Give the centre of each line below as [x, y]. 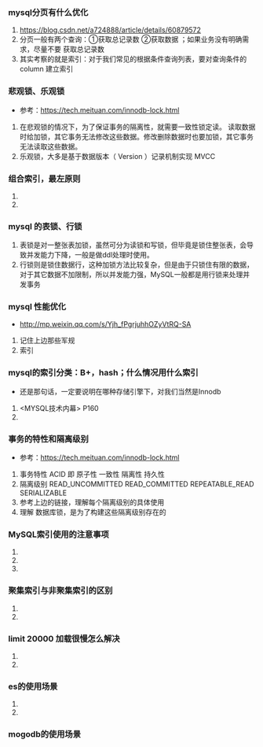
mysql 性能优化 [37, 307]
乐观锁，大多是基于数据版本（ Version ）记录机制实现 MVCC [117, 156]
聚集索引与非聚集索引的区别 [60, 590]
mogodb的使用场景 [44, 734]
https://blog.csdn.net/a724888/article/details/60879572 [110, 30]
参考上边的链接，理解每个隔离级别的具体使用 [92, 502]
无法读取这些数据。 [51, 146]
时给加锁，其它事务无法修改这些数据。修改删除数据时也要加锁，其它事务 [136, 136]
